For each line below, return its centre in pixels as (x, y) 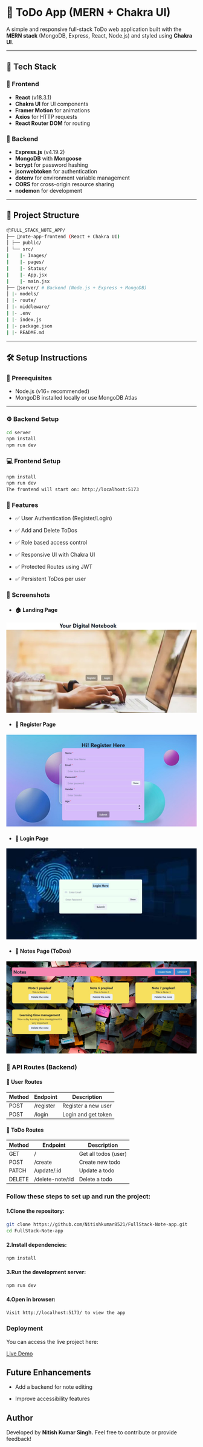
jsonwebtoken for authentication (56, 171)
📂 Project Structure (43, 216)
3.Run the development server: (46, 1272)
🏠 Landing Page (36, 609)
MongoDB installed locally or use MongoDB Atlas (76, 398)
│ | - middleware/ (28, 307)
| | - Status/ (27, 268)
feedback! (19, 1439)
